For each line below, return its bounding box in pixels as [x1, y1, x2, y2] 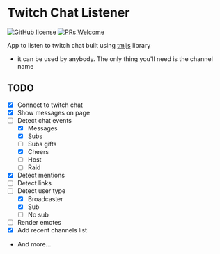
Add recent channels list [17, 226, 87, 234]
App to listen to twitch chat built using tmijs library [7, 41, 151, 49]
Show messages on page [17, 108, 91, 117]
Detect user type [17, 187, 66, 195]
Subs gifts [27, 140, 57, 149]
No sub [27, 210, 49, 219]
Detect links [17, 179, 52, 187]
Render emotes [17, 218, 61, 226]
